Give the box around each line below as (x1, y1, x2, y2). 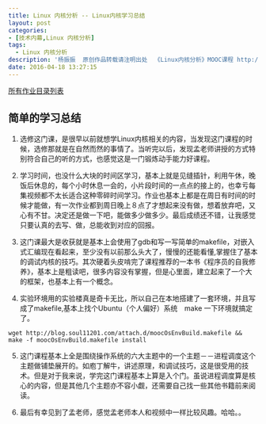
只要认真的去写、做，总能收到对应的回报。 (19, 220, 159, 230)
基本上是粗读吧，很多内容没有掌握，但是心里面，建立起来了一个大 (36, 266, 253, 276)
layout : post (8, 19, 51, 27)
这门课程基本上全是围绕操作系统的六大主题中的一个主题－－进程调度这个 (19, 350, 256, 361)
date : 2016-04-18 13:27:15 (8, 63, 97, 71)
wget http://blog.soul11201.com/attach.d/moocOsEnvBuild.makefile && (8, 329, 243, 337)
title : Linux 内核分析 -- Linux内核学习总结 (8, 11, 146, 20)
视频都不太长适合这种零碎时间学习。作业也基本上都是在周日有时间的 (26, 190, 249, 200)
